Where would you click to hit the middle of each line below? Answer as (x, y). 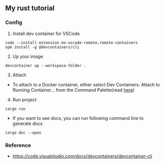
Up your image (28, 56)
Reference (18, 145)
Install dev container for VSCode (46, 33)
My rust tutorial (30, 8)
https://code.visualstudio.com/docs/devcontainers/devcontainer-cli (82, 156)
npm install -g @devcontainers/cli (42, 47)
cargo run (16, 109)
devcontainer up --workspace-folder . (46, 65)
